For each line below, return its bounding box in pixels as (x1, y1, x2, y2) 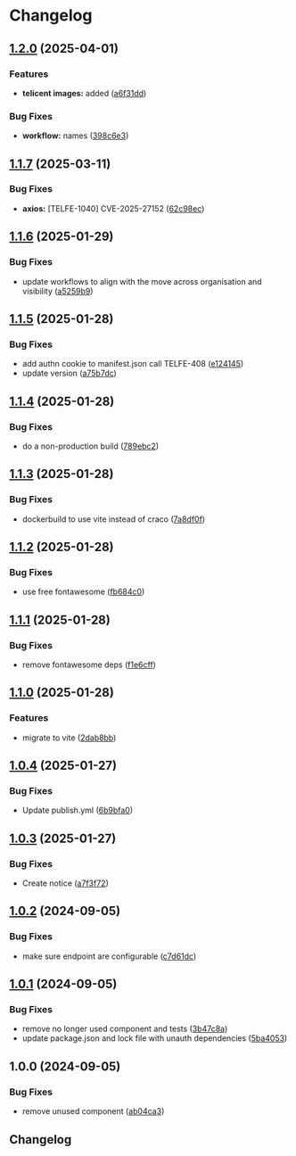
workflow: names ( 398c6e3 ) (21, 130, 129, 141)
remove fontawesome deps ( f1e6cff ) (21, 659, 156, 670)
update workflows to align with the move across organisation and (21, 276, 262, 286)
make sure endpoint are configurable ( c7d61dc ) (21, 951, 197, 962)
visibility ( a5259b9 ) (21, 285, 94, 296)
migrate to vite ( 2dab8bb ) (21, 732, 117, 743)
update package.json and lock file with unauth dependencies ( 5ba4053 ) (21, 1033, 288, 1044)
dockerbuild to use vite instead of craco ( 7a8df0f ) (21, 514, 206, 524)
